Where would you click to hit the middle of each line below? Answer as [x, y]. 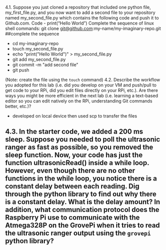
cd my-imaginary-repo [35, 43]
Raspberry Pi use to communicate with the [73, 218]
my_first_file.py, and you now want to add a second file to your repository [80, 12]
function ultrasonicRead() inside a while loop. [77, 163]
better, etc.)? [18, 106]
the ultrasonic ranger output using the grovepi [78, 233]
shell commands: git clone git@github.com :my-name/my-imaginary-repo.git [83, 28]
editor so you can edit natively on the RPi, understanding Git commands [79, 101]
